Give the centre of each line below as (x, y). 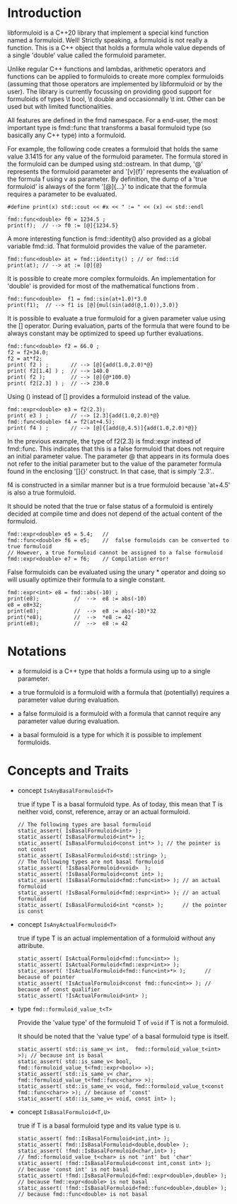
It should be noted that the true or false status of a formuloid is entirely (110, 506)
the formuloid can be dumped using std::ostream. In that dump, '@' (105, 163)
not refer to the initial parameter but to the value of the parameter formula (114, 463)
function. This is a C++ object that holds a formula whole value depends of (116, 47)
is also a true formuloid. (42, 492)
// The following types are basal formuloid (84, 824)
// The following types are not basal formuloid (91, 862)
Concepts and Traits (68, 771)
